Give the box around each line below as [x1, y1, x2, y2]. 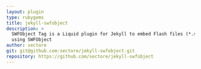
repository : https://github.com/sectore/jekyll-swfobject [6, 53, 154, 59]
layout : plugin [6, 8, 44, 15]
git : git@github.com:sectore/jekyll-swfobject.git [6, 48, 135, 54]
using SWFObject [11, 37, 52, 43]
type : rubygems [6, 14, 44, 20]
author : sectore [6, 43, 47, 49]
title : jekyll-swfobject [6, 20, 68, 26]
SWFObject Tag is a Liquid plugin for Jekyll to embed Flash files [11, 31, 184, 37]
